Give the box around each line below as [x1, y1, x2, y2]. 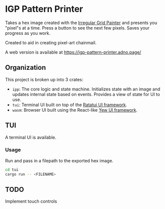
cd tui [5, 167, 19, 172]
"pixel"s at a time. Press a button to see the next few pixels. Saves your [5, 25, 150, 30]
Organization [5, 63, 46, 72]
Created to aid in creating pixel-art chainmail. [5, 39, 97, 45]
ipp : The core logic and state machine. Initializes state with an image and [12, 86, 161, 92]
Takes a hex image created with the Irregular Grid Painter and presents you [5, 20, 158, 26]
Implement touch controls [5, 198, 58, 205]
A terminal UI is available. [5, 134, 57, 140]
